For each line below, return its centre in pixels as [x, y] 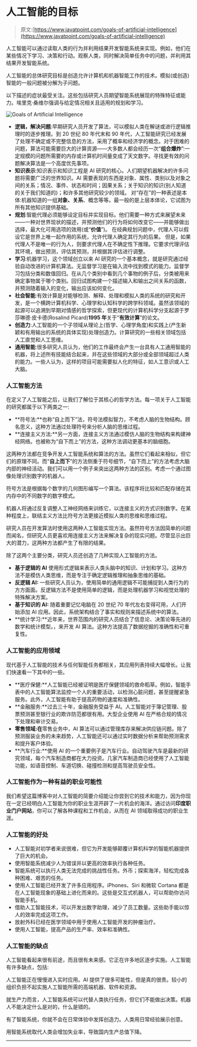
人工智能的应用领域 [33, 651]
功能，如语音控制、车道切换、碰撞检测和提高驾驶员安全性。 [86, 765]
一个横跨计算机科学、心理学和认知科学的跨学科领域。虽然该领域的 [110, 303]
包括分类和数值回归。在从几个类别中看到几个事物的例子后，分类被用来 [104, 273]
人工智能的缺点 [27, 946]
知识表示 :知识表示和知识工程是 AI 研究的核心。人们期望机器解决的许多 [99, 170]
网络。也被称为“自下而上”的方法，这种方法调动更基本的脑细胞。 [97, 441]
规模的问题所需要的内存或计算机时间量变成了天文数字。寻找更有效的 [102, 156]
